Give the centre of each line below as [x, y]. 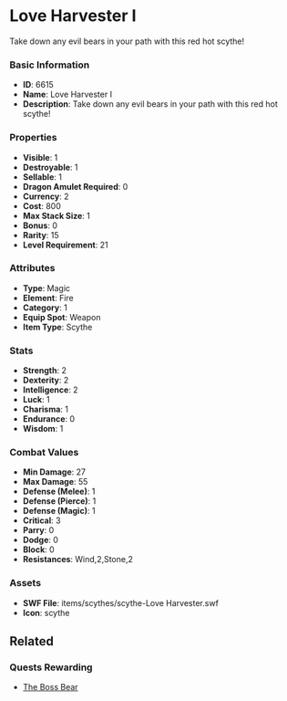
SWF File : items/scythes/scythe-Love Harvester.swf [120, 602]
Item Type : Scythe [57, 327]
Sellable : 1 [42, 177]
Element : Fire [48, 298]
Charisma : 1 [45, 409]
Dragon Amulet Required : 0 [75, 186]
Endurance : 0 [49, 419]
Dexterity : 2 [46, 381]
